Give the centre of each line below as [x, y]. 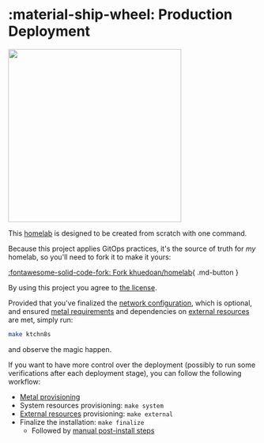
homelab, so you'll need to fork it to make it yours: [90, 257]
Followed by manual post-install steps [93, 430]
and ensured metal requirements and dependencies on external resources [129, 311]
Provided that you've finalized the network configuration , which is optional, [130, 303]
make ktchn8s [30, 334]
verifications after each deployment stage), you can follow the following [125, 373]
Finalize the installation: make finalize [82, 422]
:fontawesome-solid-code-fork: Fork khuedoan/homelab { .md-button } [123, 272]
